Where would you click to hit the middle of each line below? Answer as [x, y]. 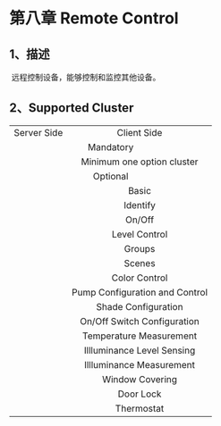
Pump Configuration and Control [140, 292]
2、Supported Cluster [72, 108]
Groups [140, 248]
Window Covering [139, 379]
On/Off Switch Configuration [140, 321]
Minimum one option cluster [140, 162]
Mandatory [111, 146]
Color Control [140, 278]
